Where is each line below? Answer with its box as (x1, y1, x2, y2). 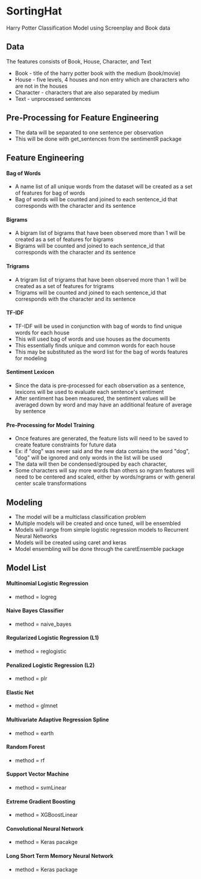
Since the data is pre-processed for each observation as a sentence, (14, 382, 185, 389)
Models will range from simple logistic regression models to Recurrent (14, 526, 189, 533)
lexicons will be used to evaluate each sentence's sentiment (14, 388, 164, 395)
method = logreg (14, 593, 57, 600)
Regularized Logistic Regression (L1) (6, 634, 99, 642)
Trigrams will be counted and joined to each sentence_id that (14, 289, 167, 296)
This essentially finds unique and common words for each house (14, 341, 176, 349)
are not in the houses (14, 82, 68, 89)
